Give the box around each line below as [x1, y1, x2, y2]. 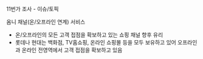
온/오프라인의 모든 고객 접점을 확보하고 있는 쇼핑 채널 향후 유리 [15, 31, 163, 38]
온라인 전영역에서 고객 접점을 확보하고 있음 [21, 46, 123, 54]
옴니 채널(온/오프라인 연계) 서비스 [6, 18, 86, 26]
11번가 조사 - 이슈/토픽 [6, 5, 59, 12]
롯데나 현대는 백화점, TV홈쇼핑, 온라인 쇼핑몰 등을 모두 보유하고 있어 [15, 39, 176, 46]
